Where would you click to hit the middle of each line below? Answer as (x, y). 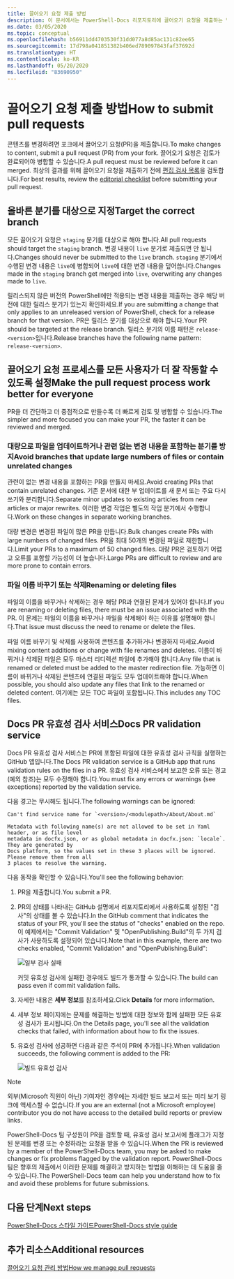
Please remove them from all (49, 857)
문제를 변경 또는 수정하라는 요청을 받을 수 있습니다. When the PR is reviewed (119, 1144)
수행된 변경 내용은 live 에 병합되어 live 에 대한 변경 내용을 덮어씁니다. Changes (114, 266)
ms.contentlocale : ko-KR (43, 59)
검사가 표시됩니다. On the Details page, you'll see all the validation (117, 1023)
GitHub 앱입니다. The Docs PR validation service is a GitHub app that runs (111, 762)
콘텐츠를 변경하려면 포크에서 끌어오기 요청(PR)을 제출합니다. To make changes (114, 145)
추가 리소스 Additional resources (76, 1249)
